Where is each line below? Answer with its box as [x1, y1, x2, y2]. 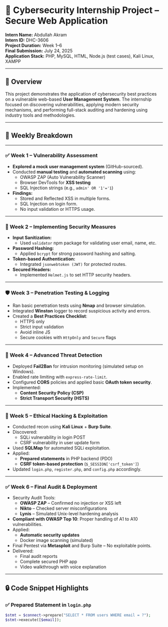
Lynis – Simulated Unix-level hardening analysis [19, 511, 118, 517]
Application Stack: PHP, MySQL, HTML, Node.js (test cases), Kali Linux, [5, 53, 154, 59]
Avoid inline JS [19, 329, 50, 335]
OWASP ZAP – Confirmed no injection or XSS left [19, 500, 121, 506]
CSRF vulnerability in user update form [19, 440, 100, 446]
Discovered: [12, 429, 37, 435]
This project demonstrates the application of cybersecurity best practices [5, 91, 157, 97]
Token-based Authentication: [12, 256, 75, 262]
